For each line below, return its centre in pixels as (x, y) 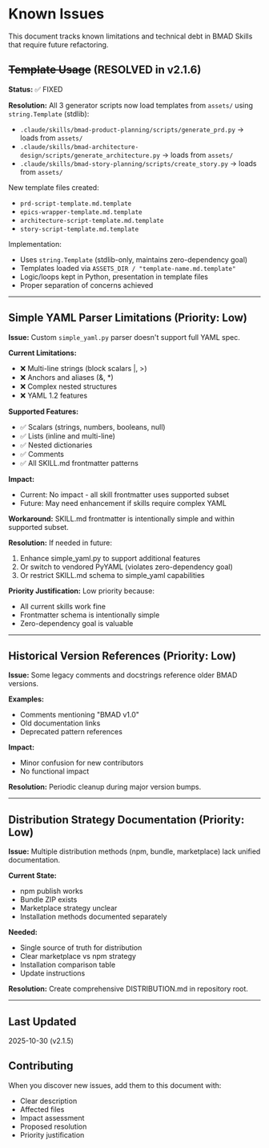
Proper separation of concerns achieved (86, 285)
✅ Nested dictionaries (56, 445)
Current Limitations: (43, 353)
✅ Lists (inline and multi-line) (68, 436)
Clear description (48, 1101)
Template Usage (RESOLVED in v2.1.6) (105, 70)
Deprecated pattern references (71, 732)
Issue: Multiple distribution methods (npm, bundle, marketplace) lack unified (134, 851)
